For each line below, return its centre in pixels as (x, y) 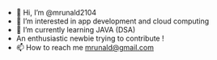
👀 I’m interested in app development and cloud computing (113, 21)
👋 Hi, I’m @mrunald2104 (56, 13)
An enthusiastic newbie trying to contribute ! (90, 38)
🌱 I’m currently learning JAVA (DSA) (76, 30)
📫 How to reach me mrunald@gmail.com (85, 47)
